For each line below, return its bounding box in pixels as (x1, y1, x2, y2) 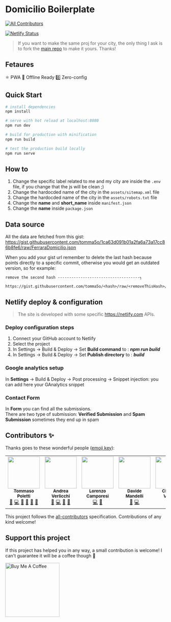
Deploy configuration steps (5, 324, 74, 331)
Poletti (17, 493, 31, 499)
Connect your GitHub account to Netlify (12, 335, 96, 342)
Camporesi (86, 493, 109, 499)
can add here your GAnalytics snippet (5, 381, 84, 387)
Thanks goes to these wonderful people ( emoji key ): (5, 444, 115, 451)
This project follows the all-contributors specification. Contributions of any (5, 513, 162, 520)
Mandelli (125, 493, 144, 499)
